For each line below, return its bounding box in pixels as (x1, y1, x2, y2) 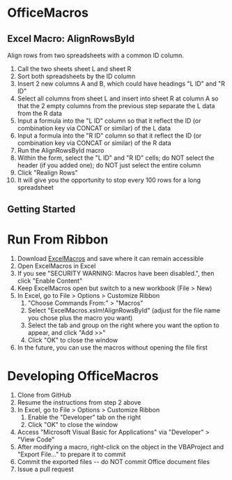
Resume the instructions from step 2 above (17, 398, 141, 407)
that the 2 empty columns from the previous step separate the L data (17, 102, 215, 110)
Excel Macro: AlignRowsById (7, 33, 134, 45)
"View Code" (17, 435, 55, 444)
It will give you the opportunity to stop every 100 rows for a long (17, 176, 201, 184)
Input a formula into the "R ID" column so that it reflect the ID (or (17, 131, 202, 140)
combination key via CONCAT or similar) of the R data (17, 139, 172, 147)
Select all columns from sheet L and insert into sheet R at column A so (17, 94, 219, 103)
